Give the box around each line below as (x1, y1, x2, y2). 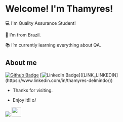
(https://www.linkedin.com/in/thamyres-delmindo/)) (5, 77, 113, 84)
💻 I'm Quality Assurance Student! (5, 20, 76, 26)
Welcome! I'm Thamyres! (5, 3, 113, 15)
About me (5, 59, 37, 67)
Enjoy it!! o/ (12, 97, 36, 103)
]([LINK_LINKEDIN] (78, 72, 118, 78)
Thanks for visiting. (12, 87, 53, 93)
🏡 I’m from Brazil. (5, 31, 42, 38)
